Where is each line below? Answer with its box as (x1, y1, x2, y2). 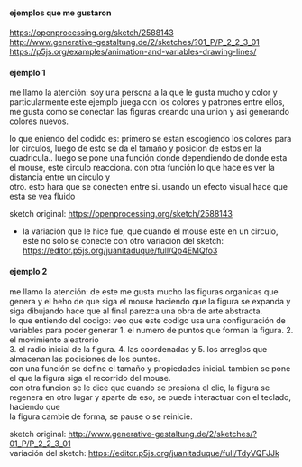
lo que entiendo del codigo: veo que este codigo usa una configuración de (9, 314, 286, 325)
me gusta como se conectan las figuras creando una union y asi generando (9, 107, 290, 117)
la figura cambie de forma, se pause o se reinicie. (9, 411, 193, 422)
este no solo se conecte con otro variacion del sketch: (22, 236, 224, 247)
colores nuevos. (9, 116, 69, 126)
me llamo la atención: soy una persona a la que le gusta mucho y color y (9, 87, 278, 98)
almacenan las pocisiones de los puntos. (9, 353, 160, 364)
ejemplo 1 (9, 67, 46, 78)
